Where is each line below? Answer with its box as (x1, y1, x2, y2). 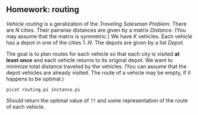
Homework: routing (6, 5, 80, 15)
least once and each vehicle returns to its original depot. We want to (6, 56, 173, 63)
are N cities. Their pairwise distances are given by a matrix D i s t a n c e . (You (6, 26, 186, 33)
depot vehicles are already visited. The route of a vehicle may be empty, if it (6, 69, 191, 76)
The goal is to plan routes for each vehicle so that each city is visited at (6, 50, 180, 58)
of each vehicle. (6, 103, 46, 110)
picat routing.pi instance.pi (6, 86, 81, 93)
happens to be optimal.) (6, 75, 64, 82)
